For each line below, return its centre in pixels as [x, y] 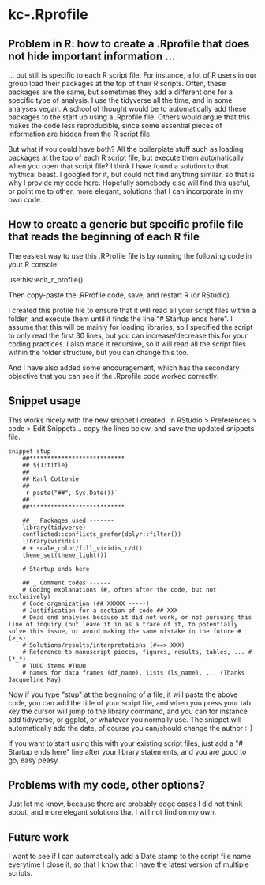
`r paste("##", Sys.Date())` [70, 493]
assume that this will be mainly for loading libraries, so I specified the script [131, 327]
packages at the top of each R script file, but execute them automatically [126, 157]
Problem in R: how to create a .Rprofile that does [129, 44]
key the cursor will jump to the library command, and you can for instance [128, 711]
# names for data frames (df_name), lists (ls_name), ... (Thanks [134, 673]
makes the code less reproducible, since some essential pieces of [115, 125]
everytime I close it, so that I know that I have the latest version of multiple [129, 864]
